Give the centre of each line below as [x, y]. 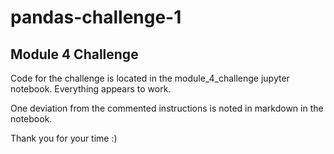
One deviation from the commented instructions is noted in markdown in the [167, 108]
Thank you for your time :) [64, 138]
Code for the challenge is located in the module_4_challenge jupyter [150, 78]
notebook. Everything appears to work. [91, 89]
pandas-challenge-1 [96, 17]
